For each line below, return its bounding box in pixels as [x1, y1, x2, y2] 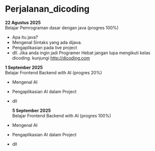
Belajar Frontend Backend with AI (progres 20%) [5, 69, 102, 75]
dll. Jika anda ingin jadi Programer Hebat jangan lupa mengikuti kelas [12, 50, 151, 56]
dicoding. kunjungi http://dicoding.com [12, 55, 90, 61]
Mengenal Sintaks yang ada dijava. [12, 39, 82, 45]
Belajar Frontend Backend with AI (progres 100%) [12, 112, 111, 118]
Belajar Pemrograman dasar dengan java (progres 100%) [5, 24, 119, 30]
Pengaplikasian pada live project [12, 44, 77, 50]
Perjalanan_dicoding [5, 3, 90, 15]
